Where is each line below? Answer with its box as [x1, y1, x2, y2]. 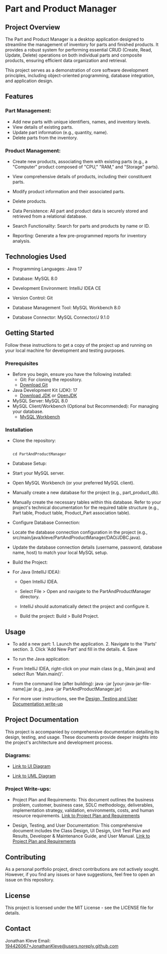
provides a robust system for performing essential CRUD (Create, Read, [5, 47, 153, 53]
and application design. [5, 78, 53, 84]
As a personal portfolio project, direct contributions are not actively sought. [5, 866, 160, 872]
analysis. [12, 238, 31, 244]
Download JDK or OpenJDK [19, 392, 77, 398]
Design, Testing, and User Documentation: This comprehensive [12, 822, 143, 828]
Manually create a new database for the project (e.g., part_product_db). [12, 490, 160, 496]
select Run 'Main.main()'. [12, 671, 64, 677]
